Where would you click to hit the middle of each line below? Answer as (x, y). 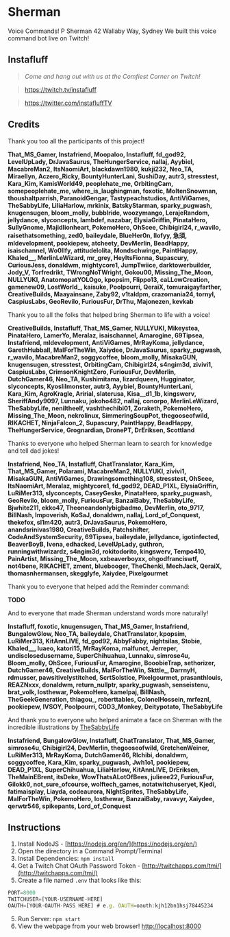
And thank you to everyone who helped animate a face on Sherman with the (115, 720)
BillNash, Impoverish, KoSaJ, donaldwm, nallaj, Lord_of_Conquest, (104, 514)
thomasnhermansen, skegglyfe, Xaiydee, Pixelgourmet (88, 573)
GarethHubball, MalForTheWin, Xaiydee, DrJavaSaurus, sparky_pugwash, (115, 350)
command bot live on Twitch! (49, 38)
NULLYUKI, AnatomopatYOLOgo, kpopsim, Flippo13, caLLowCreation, (109, 279)
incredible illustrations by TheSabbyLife (63, 727)
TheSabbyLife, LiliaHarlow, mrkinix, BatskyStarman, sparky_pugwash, (110, 205)
